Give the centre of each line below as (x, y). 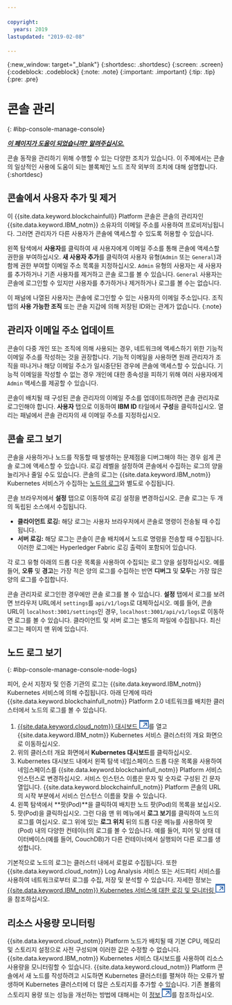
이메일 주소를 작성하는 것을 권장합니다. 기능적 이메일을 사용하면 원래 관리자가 (111, 357)
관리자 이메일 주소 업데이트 (61, 330)
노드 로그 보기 (35, 652)
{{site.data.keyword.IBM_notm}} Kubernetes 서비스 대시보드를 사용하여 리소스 (115, 959)
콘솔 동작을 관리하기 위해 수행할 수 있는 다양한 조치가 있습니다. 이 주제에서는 (110, 158)
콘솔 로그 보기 (35, 439)
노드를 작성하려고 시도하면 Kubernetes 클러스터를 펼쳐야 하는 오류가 (125, 976)
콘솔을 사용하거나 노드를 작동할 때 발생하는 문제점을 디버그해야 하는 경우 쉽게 (111, 457)
